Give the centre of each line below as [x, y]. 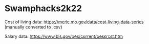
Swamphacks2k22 [43, 8]
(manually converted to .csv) [33, 27]
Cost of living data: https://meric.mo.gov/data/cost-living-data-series [74, 22]
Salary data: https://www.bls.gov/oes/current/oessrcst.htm [64, 36]
